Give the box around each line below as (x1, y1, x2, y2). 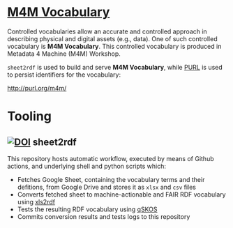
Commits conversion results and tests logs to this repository (17, 212, 190, 220)
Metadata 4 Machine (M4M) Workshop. (7, 50, 121, 58)
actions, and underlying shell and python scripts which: (7, 162, 166, 170)
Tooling (7, 109, 52, 124)
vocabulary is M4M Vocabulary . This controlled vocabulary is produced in (7, 42, 222, 50)
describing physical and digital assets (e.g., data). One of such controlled (7, 34, 218, 43)
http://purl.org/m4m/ (7, 84, 67, 92)
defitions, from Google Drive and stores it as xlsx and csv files (17, 183, 197, 191)
